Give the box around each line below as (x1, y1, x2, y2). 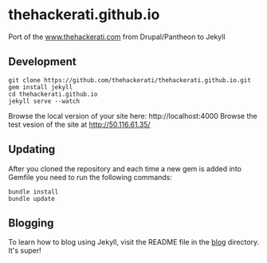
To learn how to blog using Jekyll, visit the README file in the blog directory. (8, 237, 260, 247)
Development (8, 55, 77, 69)
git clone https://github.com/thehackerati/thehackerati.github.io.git (8, 76, 251, 84)
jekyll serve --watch (8, 97, 80, 105)
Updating (8, 143, 56, 156)
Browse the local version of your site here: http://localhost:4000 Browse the (8, 111, 257, 120)
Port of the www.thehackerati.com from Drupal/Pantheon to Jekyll (8, 32, 226, 41)
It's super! (8, 245, 41, 256)
